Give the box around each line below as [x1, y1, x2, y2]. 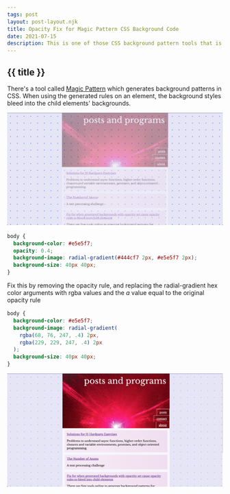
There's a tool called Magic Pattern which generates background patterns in [7, 84, 222, 93]
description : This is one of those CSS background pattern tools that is [7, 40, 222, 47]
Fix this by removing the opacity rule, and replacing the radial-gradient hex [7, 281, 218, 290]
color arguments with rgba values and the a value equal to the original [7, 289, 205, 297]
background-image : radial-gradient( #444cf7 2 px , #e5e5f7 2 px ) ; [13, 255, 198, 261]
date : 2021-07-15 [7, 33, 57, 40]
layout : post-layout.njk [7, 18, 78, 25]
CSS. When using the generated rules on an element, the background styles [7, 91, 222, 99]
